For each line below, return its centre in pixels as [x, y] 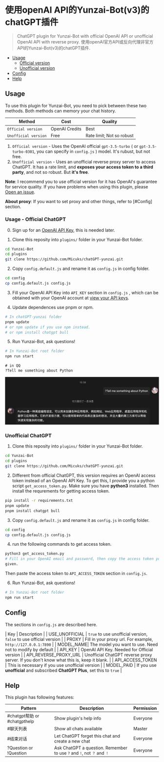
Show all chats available [78, 728]
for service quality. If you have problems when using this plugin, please [77, 187]
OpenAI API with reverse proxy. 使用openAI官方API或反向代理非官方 [85, 41]
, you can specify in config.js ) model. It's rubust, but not [92, 151]
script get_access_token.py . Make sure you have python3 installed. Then [85, 486]
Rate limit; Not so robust [109, 135]
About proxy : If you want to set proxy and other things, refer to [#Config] [79, 202]
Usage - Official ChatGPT [36, 219]
